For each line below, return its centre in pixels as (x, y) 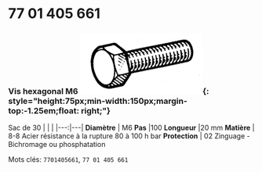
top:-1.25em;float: (44, 111)
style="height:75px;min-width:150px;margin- (98, 101)
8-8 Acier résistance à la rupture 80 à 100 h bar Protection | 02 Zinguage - (129, 136)
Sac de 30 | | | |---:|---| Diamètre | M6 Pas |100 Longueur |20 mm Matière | (131, 128)
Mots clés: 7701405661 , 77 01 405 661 (68, 159)
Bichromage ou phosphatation (57, 145)
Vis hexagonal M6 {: (109, 91)
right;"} (96, 111)
